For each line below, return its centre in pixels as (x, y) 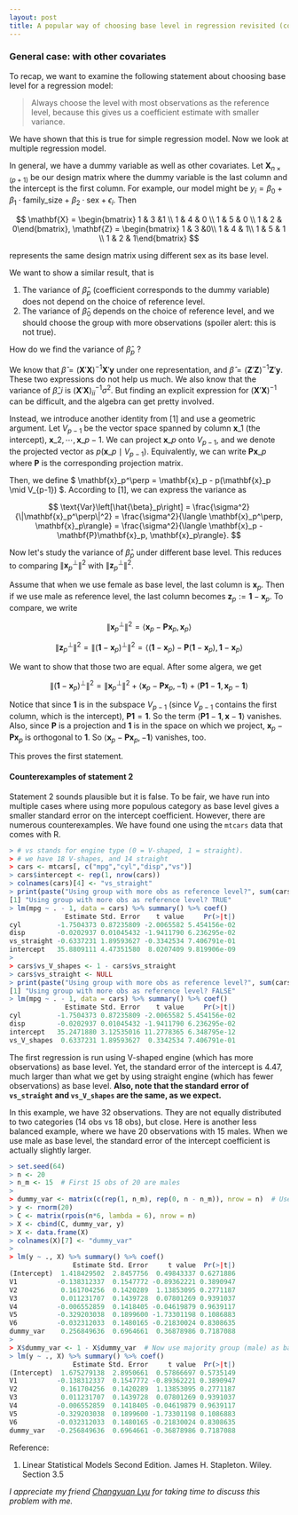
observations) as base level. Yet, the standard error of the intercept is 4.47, (146, 1067)
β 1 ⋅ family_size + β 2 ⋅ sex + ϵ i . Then (73, 201)
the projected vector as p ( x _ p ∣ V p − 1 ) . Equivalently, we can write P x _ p (138, 452)
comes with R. (35, 834)
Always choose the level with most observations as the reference (150, 102)
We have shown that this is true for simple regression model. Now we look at (149, 139)
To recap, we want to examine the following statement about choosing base (148, 75)
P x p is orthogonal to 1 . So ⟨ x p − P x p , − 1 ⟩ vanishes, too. (108, 738)
